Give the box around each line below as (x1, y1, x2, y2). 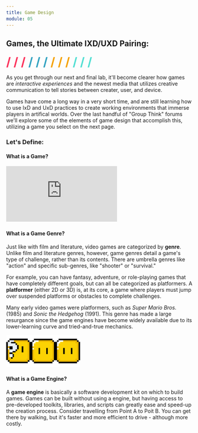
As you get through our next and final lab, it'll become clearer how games (6, 74, 185, 81)
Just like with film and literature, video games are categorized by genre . (6, 243, 181, 250)
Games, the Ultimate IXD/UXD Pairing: (6, 39, 149, 49)
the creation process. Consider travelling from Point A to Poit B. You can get (6, 407, 191, 415)
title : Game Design (6, 9, 54, 15)
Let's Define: (6, 138, 44, 147)
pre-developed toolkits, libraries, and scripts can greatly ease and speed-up (6, 401, 192, 408)
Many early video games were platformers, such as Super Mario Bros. (6, 304, 177, 311)
